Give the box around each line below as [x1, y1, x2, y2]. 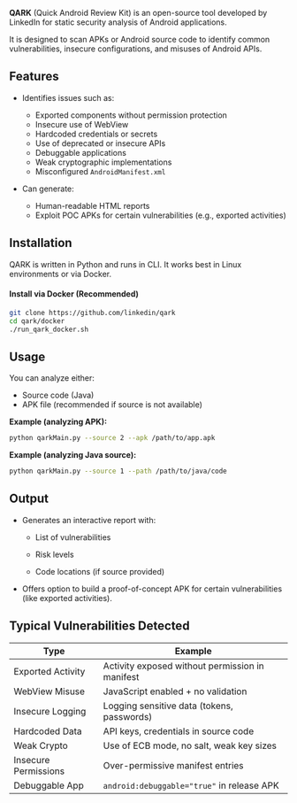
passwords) [103, 710, 153, 722]
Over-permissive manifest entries [103, 759, 245, 771]
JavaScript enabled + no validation [103, 685, 247, 698]
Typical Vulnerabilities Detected [9, 619, 190, 634]
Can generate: [21, 183, 75, 194]
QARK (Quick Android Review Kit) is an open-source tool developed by [9, 8, 268, 18]
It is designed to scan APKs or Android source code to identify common [9, 35, 270, 44]
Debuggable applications [34, 147, 126, 158]
